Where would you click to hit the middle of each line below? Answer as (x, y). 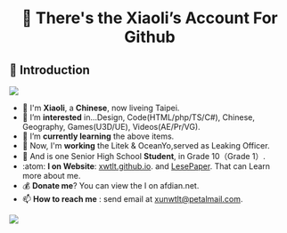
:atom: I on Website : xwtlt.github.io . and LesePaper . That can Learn (146, 166)
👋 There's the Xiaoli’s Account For (150, 18)
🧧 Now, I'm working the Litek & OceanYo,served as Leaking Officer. (146, 145)
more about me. (51, 176)
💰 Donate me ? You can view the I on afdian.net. (111, 185)
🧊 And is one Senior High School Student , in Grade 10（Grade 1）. (143, 156)
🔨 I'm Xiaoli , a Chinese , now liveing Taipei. (101, 108)
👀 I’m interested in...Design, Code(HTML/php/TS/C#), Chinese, (139, 117)
